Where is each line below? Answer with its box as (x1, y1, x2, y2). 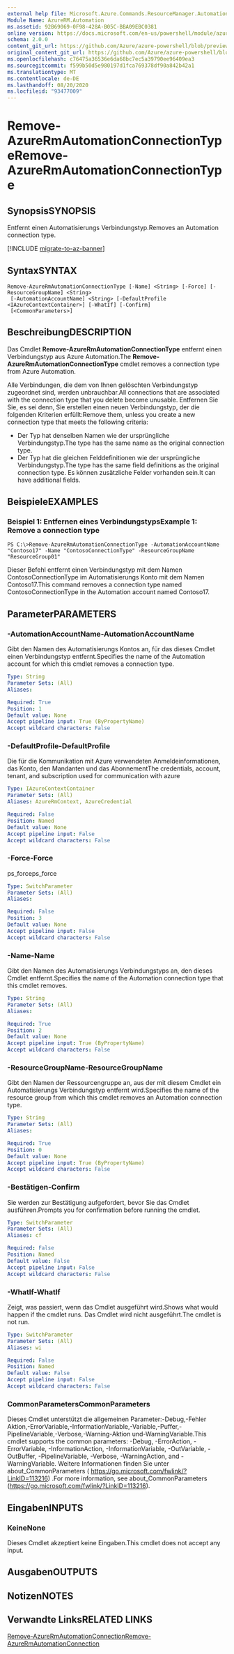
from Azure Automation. (7, 367, 77, 375)
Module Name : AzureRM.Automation (7, 17, 104, 24)
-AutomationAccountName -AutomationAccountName (7, 629, 195, 639)
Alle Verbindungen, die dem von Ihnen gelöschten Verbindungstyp (7, 381, 198, 389)
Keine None (7, 1523, 46, 1533)
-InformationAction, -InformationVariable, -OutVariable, (48, 1445, 207, 1453)
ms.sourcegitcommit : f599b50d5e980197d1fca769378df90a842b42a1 (7, 62, 195, 69)
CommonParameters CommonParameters (7, 1399, 151, 1409)
